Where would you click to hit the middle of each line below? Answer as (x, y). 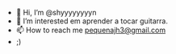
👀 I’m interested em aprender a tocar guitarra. (92, 21)
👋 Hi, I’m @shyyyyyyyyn (56, 12)
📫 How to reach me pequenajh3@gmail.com (91, 30)
